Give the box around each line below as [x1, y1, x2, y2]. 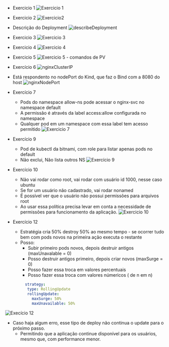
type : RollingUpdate [27, 286, 71, 291]
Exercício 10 [12, 167, 38, 173]
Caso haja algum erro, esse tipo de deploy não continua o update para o [12, 320, 164, 326]
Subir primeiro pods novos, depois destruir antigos [27, 245, 134, 251]
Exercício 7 [12, 89, 36, 95]
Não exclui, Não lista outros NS [20, 157, 85, 163]
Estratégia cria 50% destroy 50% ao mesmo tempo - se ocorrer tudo [20, 229, 164, 234]
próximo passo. [12, 325, 45, 331]
